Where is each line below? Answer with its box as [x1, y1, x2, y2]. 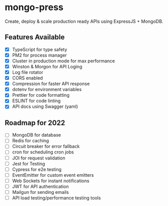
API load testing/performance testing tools [12, 194, 101, 201]
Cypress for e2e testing [12, 166, 62, 172]
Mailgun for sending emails [12, 189, 69, 195]
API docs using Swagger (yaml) [12, 103, 78, 110]
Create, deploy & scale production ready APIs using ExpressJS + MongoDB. [5, 18, 163, 24]
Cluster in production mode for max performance [12, 58, 115, 64]
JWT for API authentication [12, 183, 69, 189]
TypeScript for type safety [12, 46, 68, 52]
